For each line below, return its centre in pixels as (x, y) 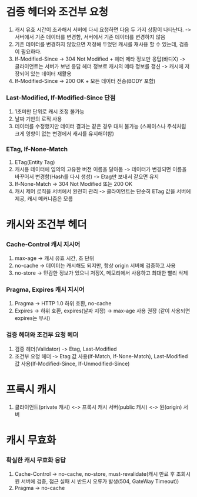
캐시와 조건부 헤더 (46, 224)
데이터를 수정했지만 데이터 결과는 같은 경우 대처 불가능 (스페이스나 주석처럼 (100, 126)
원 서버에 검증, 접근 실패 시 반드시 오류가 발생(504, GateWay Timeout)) (97, 481)
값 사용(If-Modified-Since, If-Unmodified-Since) (72, 363)
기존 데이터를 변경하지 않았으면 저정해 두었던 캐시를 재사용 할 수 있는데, (96, 44)
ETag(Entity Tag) (35, 162)
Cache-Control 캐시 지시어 (43, 244)
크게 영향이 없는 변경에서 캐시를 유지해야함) (64, 134)
